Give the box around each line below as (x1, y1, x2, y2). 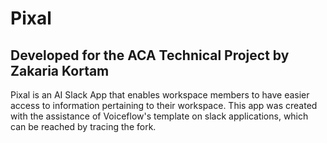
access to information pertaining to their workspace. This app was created (10, 100, 318, 111)
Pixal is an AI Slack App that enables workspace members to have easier (10, 89, 310, 101)
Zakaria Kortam (10, 62, 110, 79)
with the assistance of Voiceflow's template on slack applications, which (10, 110, 309, 122)
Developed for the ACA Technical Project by (10, 47, 290, 64)
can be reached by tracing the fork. (10, 121, 157, 132)
